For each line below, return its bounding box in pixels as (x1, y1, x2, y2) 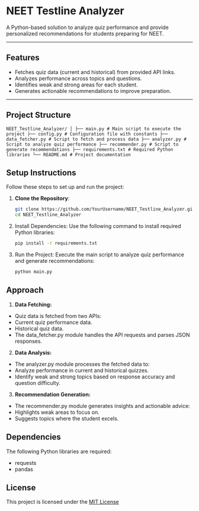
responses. (14, 338, 43, 345)
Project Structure (6, 110, 71, 120)
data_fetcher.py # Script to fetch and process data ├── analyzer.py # (6, 136, 187, 142)
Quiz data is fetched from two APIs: (14, 312, 102, 319)
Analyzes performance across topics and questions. (14, 75, 142, 82)
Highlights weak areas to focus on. (14, 409, 99, 416)
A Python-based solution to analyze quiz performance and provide (6, 24, 169, 31)
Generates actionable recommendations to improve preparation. (14, 87, 172, 94)
